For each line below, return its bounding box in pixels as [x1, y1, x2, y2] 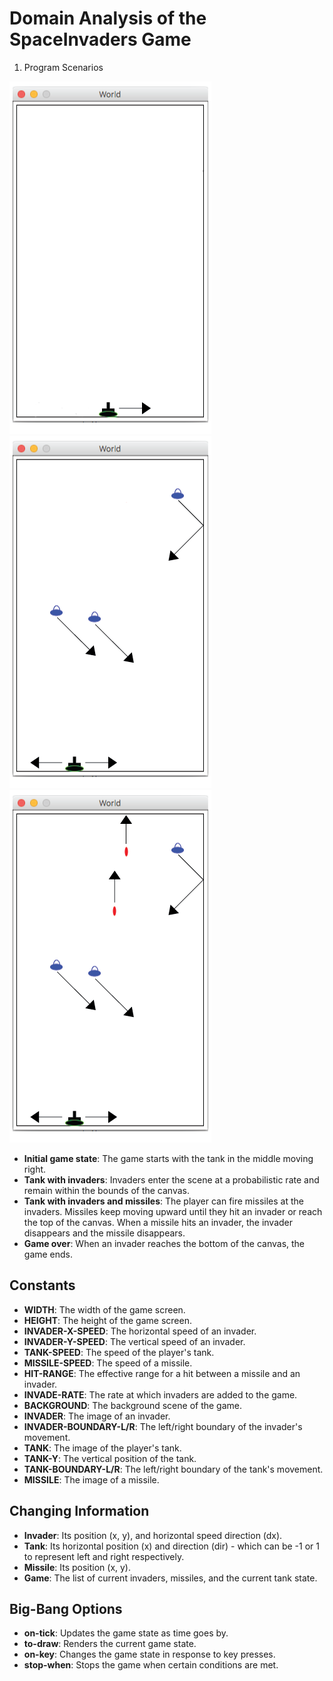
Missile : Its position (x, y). [23, 1561, 132, 1573]
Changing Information [9, 1503, 150, 1520]
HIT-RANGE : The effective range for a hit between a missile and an [23, 1367, 301, 1379]
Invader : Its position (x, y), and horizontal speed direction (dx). [23, 1529, 283, 1541]
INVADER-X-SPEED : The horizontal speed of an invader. [23, 1325, 257, 1337]
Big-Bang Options [9, 1600, 123, 1617]
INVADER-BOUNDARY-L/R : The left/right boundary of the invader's [23, 1420, 303, 1432]
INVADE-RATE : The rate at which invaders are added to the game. [23, 1388, 298, 1401]
